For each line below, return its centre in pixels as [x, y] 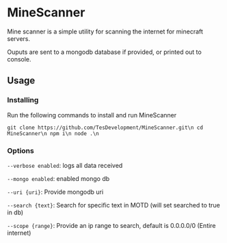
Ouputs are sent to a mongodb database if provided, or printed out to [104, 52]
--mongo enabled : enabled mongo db [58, 178]
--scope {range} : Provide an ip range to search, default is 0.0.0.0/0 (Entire [111, 225]
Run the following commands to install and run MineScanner [92, 115]
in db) [15, 212]
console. [19, 59]
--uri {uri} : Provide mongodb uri [55, 192]
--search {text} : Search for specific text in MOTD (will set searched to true [113, 205]
